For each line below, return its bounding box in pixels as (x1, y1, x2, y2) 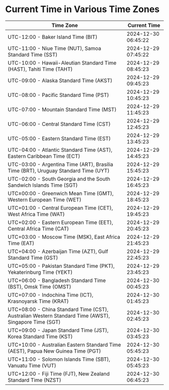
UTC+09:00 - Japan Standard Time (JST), (8, 326, 109, 333)
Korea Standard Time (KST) (8, 333, 73, 340)
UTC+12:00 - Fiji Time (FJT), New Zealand (8, 370, 110, 377)
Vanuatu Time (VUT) (8, 362, 56, 369)
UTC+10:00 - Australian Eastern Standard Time (8, 341, 121, 348)
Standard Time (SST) (8, 51, 58, 58)
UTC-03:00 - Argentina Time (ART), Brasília (8, 160, 113, 168)
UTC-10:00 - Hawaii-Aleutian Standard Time (8, 59, 117, 66)
